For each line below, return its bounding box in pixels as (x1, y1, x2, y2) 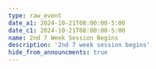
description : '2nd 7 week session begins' (8, 41, 150, 49)
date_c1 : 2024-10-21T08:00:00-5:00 (8, 26, 126, 34)
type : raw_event (8, 11, 62, 20)
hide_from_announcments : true (8, 48, 108, 56)
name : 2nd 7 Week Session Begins (8, 33, 119, 42)
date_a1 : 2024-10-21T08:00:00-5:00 (8, 19, 126, 27)
